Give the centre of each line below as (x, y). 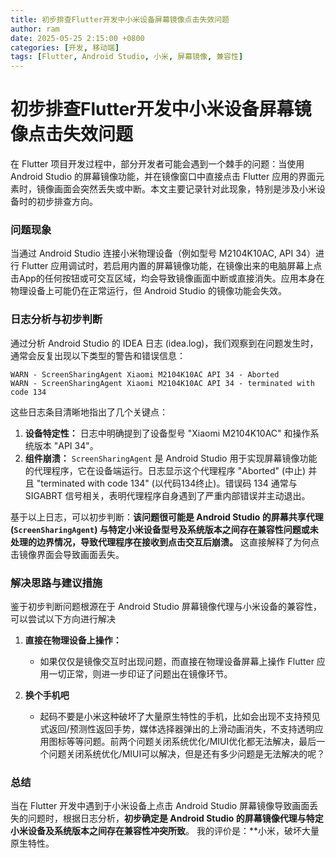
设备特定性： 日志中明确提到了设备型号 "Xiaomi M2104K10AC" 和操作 (167, 433)
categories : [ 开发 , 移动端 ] (65, 47)
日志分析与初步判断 (56, 319)
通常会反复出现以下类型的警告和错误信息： (98, 355)
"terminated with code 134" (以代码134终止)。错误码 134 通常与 (167, 483)
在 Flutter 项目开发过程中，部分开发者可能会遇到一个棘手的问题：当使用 (157, 164)
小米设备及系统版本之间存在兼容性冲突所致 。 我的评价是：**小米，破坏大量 (165, 831)
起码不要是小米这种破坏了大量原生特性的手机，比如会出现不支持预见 (180, 716)
